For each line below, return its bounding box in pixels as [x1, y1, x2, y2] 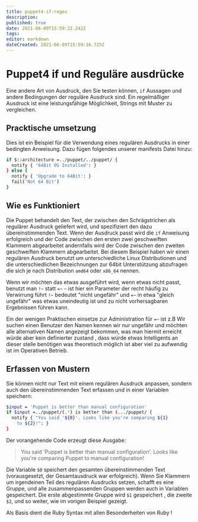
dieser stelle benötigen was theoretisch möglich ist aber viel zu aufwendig [6, 340, 188, 347]
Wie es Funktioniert [6, 201, 80, 211]
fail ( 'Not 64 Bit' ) [11, 179, 60, 185]
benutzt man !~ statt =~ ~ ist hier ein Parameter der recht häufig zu [6, 284, 168, 292]
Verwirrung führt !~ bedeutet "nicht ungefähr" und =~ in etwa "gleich [6, 291, 174, 298]
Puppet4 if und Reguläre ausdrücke [6, 68, 185, 81]
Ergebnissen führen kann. [6, 303, 69, 311]
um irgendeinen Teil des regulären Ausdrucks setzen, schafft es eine [6, 479, 174, 486]
